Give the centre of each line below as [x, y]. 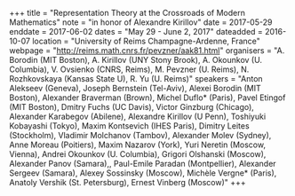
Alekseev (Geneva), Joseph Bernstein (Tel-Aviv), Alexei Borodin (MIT [136, 88]
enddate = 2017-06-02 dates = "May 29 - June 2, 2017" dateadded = [136, 31]
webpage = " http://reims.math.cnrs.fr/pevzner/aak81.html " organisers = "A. [147, 51]
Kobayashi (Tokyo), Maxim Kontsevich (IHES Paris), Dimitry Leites [130, 126]
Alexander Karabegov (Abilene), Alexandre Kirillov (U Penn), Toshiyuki [138, 116]
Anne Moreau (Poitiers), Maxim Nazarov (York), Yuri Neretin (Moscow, [138, 145]
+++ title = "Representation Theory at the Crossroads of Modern [128, 13]
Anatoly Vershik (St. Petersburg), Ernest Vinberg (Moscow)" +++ [128, 182]
